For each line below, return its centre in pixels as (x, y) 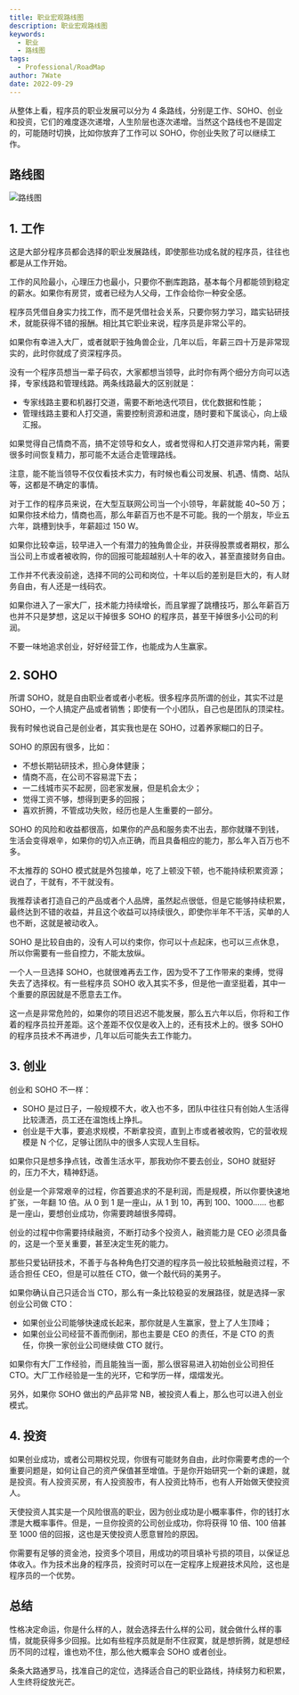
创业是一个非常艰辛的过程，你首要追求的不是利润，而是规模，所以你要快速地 (149, 1191)
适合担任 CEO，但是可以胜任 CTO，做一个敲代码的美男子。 (117, 1273)
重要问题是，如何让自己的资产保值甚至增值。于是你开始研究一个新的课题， (145, 1470)
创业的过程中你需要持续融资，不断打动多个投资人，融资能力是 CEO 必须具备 (148, 1232)
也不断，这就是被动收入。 (56, 923)
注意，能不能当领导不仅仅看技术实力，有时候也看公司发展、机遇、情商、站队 (149, 474)
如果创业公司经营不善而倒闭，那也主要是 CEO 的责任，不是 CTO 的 (144, 1334)
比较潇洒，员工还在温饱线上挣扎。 (85, 1120)
